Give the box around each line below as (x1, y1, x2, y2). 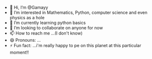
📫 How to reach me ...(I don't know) (9, 30, 83, 36)
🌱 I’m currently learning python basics (9, 20, 86, 25)
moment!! (9, 49, 29, 55)
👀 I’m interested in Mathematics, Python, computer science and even (9, 10, 148, 15)
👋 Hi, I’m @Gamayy (9, 5, 49, 10)
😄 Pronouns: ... (9, 37, 41, 43)
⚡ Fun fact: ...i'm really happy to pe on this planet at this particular (9, 43, 142, 48)
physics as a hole (9, 15, 45, 20)
